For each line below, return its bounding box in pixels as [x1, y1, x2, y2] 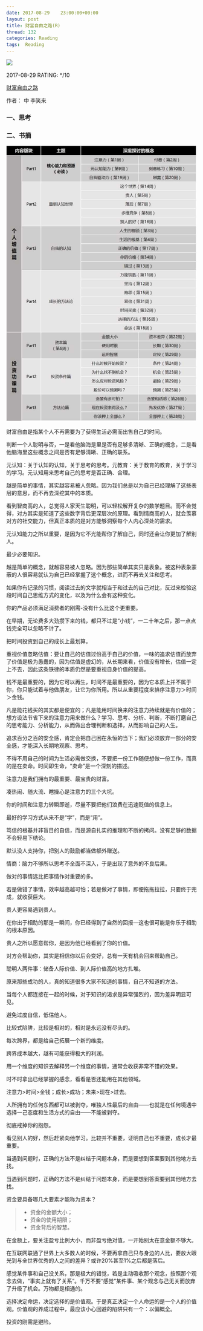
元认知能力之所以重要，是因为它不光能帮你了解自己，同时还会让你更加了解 [6, 530, 192, 538]
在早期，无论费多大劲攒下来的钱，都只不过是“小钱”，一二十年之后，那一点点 [6, 617, 196, 624]
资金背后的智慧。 [30, 1224, 73, 1231]
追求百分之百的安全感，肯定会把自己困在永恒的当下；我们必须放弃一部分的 [6, 734, 192, 742]
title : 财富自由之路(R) [6, 22, 60, 28]
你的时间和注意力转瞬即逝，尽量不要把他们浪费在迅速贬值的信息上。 [6, 801, 176, 808]
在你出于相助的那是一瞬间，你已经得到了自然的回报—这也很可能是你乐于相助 [6, 919, 197, 926]
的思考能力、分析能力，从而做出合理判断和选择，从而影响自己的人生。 [6, 722, 181, 729]
